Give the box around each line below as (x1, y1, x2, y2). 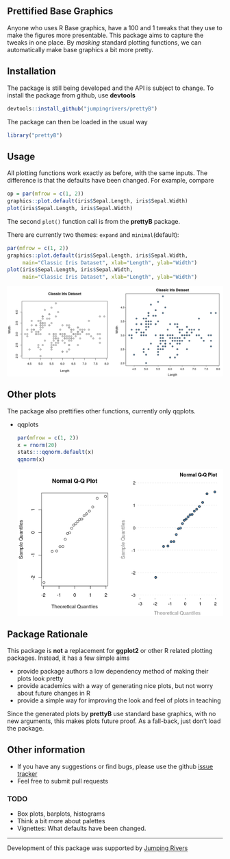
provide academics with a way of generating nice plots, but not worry (16, 681, 214, 689)
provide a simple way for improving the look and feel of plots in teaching (16, 696, 221, 705)
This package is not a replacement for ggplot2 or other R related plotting (7, 646, 213, 654)
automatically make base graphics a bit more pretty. (7, 45, 154, 54)
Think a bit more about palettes (16, 817, 105, 825)
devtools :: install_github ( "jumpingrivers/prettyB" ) (7, 105, 157, 112)
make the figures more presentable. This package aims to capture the (7, 31, 204, 39)
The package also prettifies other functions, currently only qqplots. (7, 406, 196, 415)
